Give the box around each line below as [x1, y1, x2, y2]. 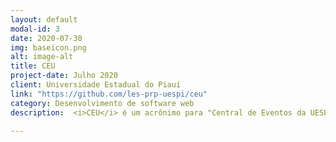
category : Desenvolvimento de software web [10, 98, 195, 108]
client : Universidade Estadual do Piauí [10, 80, 182, 90]
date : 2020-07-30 [10, 33, 83, 43]
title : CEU [10, 61, 56, 71]
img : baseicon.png [10, 42, 87, 53]
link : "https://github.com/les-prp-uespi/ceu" [10, 89, 208, 99]
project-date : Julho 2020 [10, 71, 118, 81]
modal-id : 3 [10, 24, 60, 34]
